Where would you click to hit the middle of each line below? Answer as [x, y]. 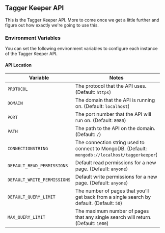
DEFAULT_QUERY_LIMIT [31, 197]
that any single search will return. [113, 217]
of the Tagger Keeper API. [31, 54]
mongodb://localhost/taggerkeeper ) [117, 155]
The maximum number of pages [112, 211]
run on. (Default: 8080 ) [101, 121]
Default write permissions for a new [116, 177]
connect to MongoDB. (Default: [111, 149]
